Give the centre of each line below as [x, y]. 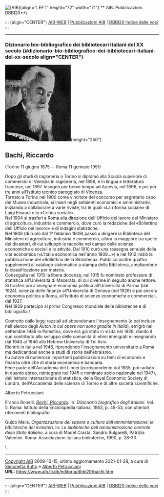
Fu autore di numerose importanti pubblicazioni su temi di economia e [75, 358]
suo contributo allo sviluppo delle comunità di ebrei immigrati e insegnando [81, 337]
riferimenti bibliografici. [29, 413]
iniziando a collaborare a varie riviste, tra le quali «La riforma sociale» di [77, 207]
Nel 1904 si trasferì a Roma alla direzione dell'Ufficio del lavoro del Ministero [82, 218]
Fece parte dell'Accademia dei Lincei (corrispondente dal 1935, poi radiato [80, 368]
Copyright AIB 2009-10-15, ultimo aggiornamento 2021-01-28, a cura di [77, 461]
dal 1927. [14, 301]
